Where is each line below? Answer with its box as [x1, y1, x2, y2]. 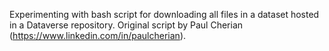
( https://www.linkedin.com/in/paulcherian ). [9, 30, 187, 41]
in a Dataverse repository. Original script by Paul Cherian [9, 19, 244, 31]
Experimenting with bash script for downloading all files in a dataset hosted [9, 9, 320, 20]
